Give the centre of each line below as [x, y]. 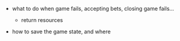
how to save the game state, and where [61, 31]
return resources [42, 20]
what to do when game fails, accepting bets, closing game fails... [93, 9]
